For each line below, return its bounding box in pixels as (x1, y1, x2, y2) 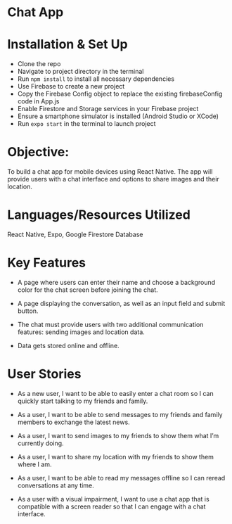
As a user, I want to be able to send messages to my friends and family (17, 410, 223, 418)
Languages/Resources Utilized (7, 207, 191, 223)
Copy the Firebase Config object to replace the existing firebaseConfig (17, 89, 223, 98)
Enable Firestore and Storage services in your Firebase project (17, 105, 199, 113)
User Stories (7, 366, 82, 382)
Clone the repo (17, 60, 61, 68)
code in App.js (17, 97, 60, 106)
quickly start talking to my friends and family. (17, 397, 148, 405)
